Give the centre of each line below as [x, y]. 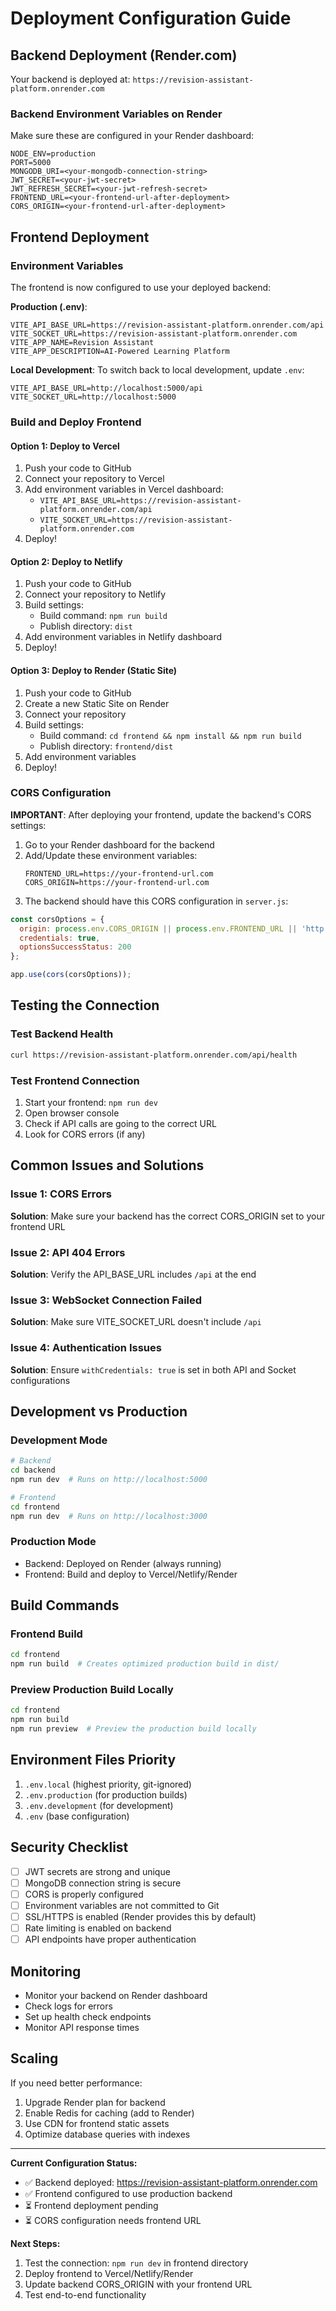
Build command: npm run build [103, 616]
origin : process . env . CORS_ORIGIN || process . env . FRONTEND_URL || [158, 928]
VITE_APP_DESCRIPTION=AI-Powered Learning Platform [120, 351]
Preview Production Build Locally [92, 1690]
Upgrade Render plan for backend [95, 2102]
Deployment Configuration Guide [151, 18]
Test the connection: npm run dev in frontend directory [136, 2263]
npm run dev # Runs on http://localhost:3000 [109, 1516]
